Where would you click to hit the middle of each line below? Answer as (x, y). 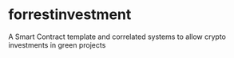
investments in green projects (57, 44)
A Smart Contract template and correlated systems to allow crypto (117, 37)
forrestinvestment (70, 15)
